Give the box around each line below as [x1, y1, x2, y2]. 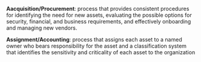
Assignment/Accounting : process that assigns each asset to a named [6, 36, 183, 43]
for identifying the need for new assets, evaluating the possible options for [6, 11, 192, 19]
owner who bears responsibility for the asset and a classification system [6, 42, 186, 49]
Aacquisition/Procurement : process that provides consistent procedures [6, 5, 189, 12]
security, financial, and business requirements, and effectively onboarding [6, 18, 191, 25]
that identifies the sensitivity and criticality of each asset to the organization [6, 49, 196, 56]
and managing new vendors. [6, 24, 77, 31]
